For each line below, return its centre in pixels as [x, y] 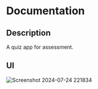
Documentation [46, 11]
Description [28, 33]
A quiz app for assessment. [40, 47]
